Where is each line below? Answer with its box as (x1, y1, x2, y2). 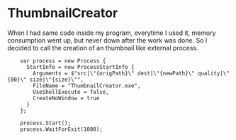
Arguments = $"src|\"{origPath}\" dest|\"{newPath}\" (33, 70, 195, 77)
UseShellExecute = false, (33, 88, 110, 95)
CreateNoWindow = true (33, 95, 100, 102)
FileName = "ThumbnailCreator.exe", (33, 82, 141, 90)
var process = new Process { (20, 57, 106, 65)
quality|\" (197, 70, 230, 77)
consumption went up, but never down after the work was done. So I (7, 36, 208, 44)
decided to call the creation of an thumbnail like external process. (7, 43, 198, 52)
